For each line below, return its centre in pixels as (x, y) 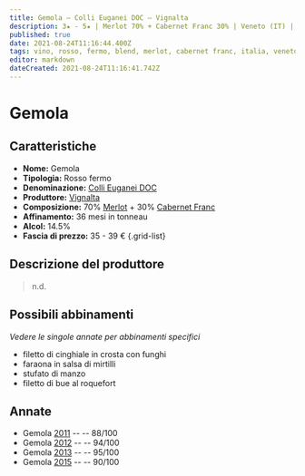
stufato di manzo (54, 374)
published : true (40, 34)
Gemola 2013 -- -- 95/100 (71, 452)
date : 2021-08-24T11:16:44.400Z (70, 43)
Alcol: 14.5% (46, 226)
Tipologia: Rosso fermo (67, 178)
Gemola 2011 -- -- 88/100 (70, 433)
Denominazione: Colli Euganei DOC (89, 188)
